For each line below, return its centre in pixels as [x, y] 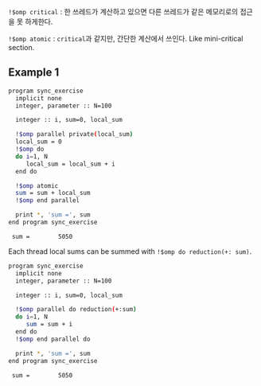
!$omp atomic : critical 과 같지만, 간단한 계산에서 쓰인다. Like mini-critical [126, 39]
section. [21, 47]
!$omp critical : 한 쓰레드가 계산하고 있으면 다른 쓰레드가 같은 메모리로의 [123, 12]
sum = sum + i [49, 325]
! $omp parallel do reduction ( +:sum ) [76, 310]
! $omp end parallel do [53, 339]
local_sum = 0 [39, 142]
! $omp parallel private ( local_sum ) [74, 135]
